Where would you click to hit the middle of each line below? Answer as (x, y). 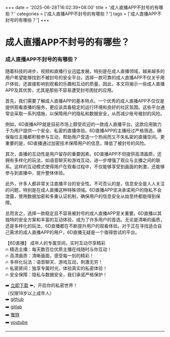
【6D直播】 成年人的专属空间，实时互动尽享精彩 (55, 243)
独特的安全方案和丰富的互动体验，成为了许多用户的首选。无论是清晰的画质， (85, 220)
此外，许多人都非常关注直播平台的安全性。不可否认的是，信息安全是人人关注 (85, 184)
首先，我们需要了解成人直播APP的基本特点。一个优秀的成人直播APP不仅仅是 (85, 101)
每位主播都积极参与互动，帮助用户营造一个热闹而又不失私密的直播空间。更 (87, 137)
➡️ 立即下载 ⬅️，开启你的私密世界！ (41, 285)
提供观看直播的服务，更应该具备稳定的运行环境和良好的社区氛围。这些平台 (83, 107)
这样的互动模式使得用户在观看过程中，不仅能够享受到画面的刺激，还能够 (89, 167)
